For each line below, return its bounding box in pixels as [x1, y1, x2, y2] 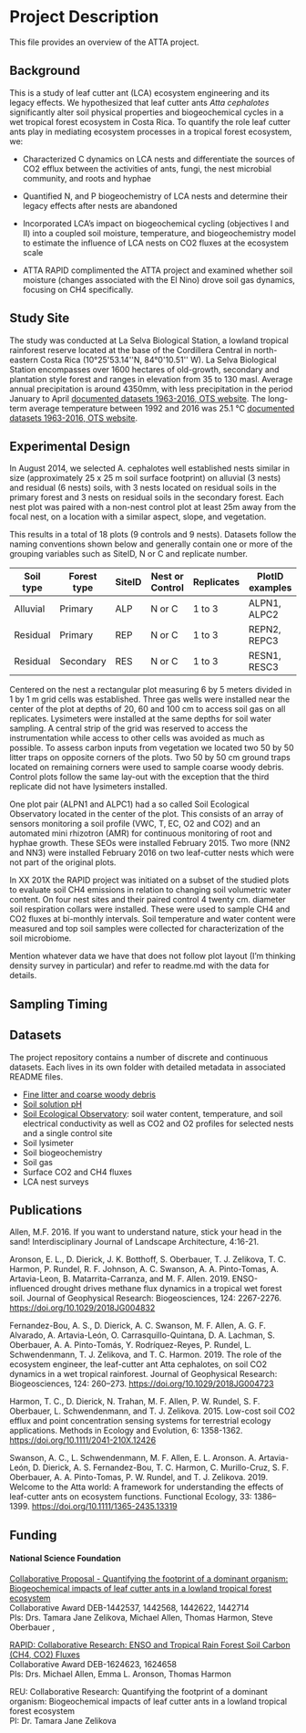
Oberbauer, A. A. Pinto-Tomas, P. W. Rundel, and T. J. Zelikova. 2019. [9, 1472, 269, 1483]
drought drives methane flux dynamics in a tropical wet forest [51, 1283, 282, 1294]
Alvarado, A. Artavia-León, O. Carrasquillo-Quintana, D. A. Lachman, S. [9, 1330, 276, 1341]
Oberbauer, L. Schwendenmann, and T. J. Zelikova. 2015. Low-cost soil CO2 [9, 1405, 296, 1416]
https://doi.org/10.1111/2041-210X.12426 [9, 1435, 157, 1446]
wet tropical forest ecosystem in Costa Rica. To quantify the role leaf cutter [9, 116, 291, 127]
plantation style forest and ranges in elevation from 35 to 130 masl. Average [9, 373, 293, 384]
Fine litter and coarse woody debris [22, 1089, 157, 1100]
